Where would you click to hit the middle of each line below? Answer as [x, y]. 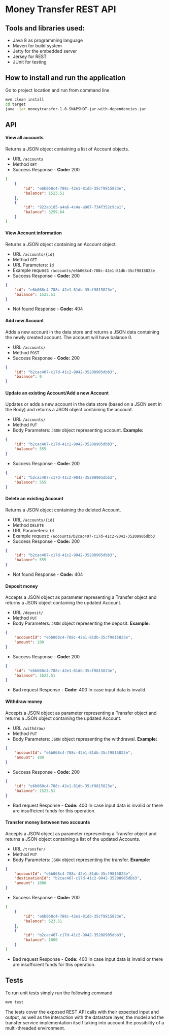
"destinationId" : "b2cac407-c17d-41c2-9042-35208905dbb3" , [78, 878]
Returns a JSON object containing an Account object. [61, 244]
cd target [16, 104]
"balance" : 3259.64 [44, 212]
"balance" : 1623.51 [35, 675]
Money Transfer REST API [61, 9]
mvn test [14, 1002]
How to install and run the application [65, 78]
